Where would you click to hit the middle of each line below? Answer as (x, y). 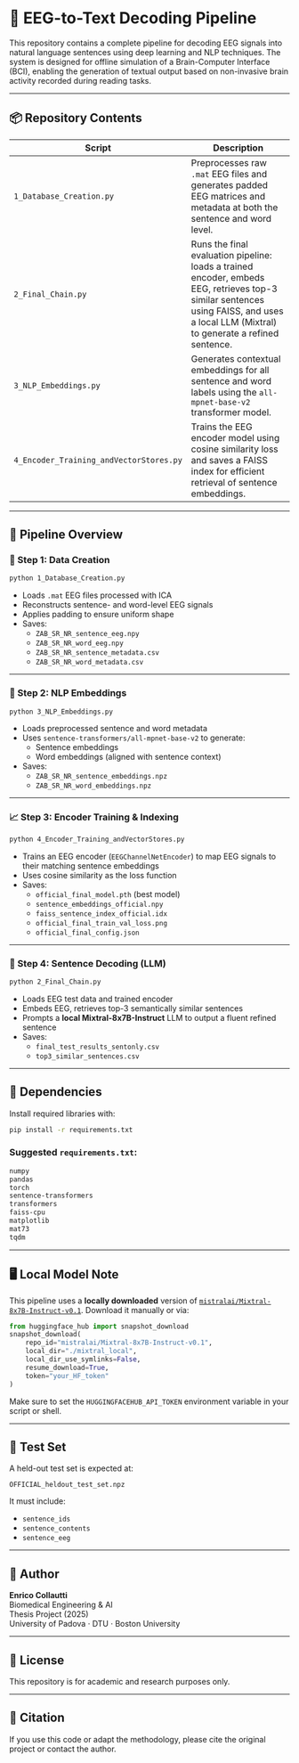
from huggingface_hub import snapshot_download (99, 1326)
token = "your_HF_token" (67, 1375)
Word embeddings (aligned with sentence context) (128, 757)
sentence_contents (56, 1529)
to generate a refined (235, 333)
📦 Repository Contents (76, 118)
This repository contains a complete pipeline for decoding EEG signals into (146, 43)
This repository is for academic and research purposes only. (120, 1681)
